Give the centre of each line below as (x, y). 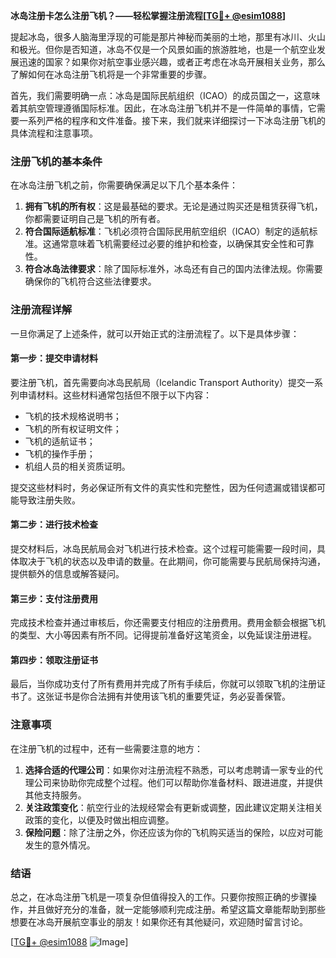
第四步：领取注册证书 (54, 660)
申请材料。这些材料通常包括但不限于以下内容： (115, 395)
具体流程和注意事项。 (54, 133)
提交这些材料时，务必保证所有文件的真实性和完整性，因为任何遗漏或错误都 (163, 487)
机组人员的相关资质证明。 (77, 466)
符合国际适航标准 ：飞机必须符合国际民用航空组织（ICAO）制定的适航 (167, 231)
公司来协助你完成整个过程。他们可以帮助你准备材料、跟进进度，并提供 (178, 782)
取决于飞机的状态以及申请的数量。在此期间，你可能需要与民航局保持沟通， (172, 561)
